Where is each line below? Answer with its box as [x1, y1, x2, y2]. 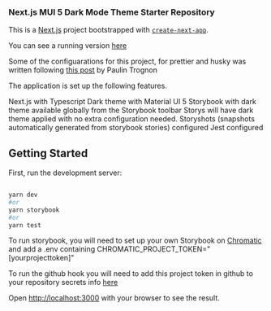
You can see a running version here [8, 41, 127, 50]
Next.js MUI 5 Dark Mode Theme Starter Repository [8, 7, 215, 18]
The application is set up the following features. [8, 81, 168, 91]
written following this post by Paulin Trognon [8, 65, 158, 75]
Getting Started [8, 146, 88, 160]
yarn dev [8, 191, 38, 199]
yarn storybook [8, 206, 60, 214]
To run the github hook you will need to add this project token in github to [8, 269, 254, 278]
